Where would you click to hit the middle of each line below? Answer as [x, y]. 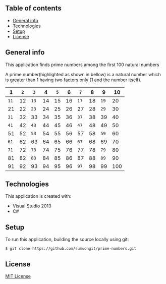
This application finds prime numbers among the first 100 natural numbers [82, 65]
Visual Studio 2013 [32, 206]
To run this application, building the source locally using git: [67, 240]
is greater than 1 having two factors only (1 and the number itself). [73, 80]
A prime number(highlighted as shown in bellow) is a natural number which [83, 74]
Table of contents [33, 8]
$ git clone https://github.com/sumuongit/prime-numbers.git [71, 249]
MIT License [18, 276]
